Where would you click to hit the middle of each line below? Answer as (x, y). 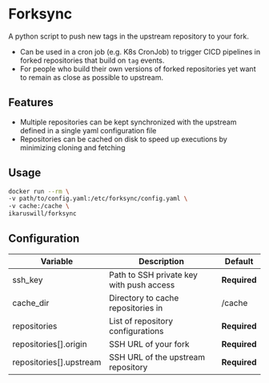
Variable (57, 261)
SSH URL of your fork (149, 344)
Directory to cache (144, 298)
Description (161, 261)
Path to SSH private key (154, 275)
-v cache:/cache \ (39, 206)
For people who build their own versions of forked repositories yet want (138, 68)
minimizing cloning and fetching (72, 147)
